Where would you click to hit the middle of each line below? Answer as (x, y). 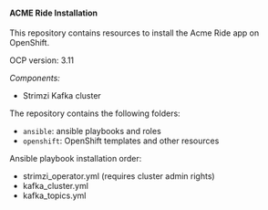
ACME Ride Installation (54, 13)
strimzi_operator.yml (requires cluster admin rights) (119, 176)
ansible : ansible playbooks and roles (92, 131)
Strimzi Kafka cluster (62, 96)
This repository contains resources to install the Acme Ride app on (134, 33)
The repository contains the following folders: (95, 113)
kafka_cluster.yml (56, 186)
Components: (35, 79)
